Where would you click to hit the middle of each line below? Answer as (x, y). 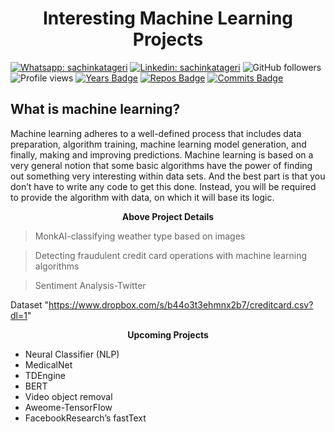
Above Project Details (168, 216)
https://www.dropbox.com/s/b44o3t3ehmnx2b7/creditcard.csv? (181, 304)
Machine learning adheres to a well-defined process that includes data (156, 133)
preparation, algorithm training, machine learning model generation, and (158, 144)
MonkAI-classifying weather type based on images (140, 236)
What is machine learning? (95, 109)
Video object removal (68, 396)
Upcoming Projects (168, 334)
